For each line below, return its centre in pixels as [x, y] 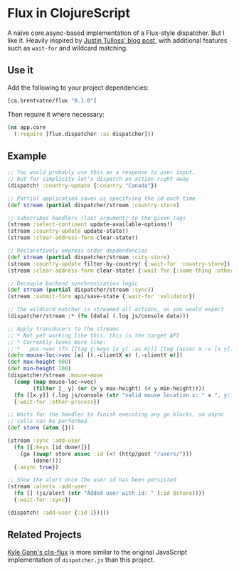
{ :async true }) [36, 467]
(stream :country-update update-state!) [68, 231]
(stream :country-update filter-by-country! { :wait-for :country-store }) [119, 264]
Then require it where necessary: [56, 114]
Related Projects [44, 535]
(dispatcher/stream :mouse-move [55, 375]
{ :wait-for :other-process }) [57, 402]
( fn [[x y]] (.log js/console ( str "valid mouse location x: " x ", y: [122, 395]
